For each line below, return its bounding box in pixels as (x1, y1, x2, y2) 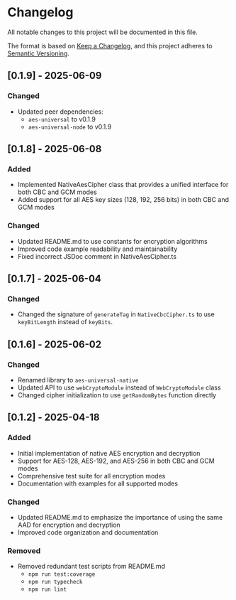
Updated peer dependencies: (17, 107, 104, 116)
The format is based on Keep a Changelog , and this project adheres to (7, 41, 213, 50)
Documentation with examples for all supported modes (17, 479, 179, 488)
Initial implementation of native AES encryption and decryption (17, 449, 201, 457)
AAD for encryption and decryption (17, 520, 120, 529)
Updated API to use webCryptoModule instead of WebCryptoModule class (17, 383, 221, 392)
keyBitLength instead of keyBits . (17, 318, 113, 326)
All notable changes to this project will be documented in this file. (7, 28, 198, 36)
